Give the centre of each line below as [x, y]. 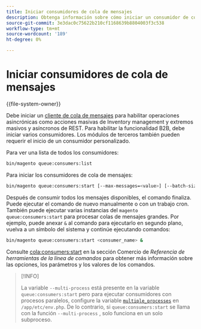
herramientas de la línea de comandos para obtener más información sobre [100, 258]
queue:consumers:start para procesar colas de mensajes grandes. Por [93, 216]
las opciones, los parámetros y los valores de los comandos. [81, 264]
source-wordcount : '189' [37, 34]
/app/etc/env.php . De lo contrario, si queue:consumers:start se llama [105, 307]
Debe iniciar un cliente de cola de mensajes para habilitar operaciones [93, 115]
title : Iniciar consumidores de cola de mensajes [69, 12]
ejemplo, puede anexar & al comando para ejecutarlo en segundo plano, [95, 223]
